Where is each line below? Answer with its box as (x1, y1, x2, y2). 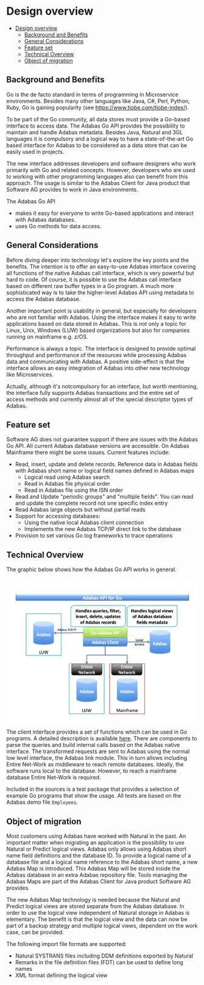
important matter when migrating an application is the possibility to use (6, 839, 185, 846)
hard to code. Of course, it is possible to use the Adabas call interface (6, 276, 181, 283)
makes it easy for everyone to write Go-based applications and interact (15, 209, 194, 217)
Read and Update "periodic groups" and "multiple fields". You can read (15, 493, 194, 500)
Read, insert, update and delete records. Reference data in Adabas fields (15, 461, 198, 468)
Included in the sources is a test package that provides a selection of (6, 785, 180, 793)
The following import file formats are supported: (6, 940, 127, 947)
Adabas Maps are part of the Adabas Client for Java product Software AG (6, 878, 191, 885)
